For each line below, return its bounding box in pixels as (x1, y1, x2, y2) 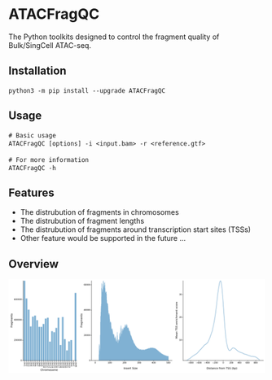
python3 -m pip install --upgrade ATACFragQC (8, 86, 165, 94)
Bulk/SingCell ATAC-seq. (8, 40, 92, 50)
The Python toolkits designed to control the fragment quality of (8, 32, 220, 41)
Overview (8, 257, 59, 271)
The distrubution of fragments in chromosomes (20, 207, 179, 217)
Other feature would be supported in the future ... (20, 234, 186, 243)
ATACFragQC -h (8, 164, 57, 172)
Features (8, 186, 55, 199)
